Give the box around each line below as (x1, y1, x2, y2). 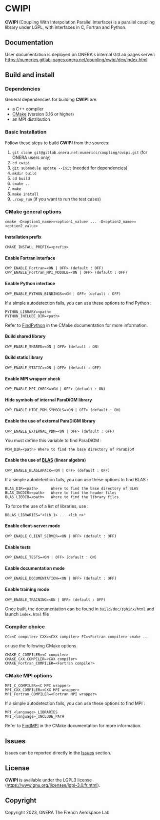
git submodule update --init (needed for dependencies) (12, 165, 128, 171)
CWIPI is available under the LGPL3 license (5, 777, 92, 783)
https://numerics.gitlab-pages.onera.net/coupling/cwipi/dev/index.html (5, 57, 148, 63)
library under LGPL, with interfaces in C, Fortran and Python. (5, 24, 127, 30)
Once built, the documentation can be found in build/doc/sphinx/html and (5, 606, 155, 612)
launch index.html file (5, 611, 49, 617)
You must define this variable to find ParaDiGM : (5, 437, 101, 443)
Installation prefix (5, 234, 42, 240)
